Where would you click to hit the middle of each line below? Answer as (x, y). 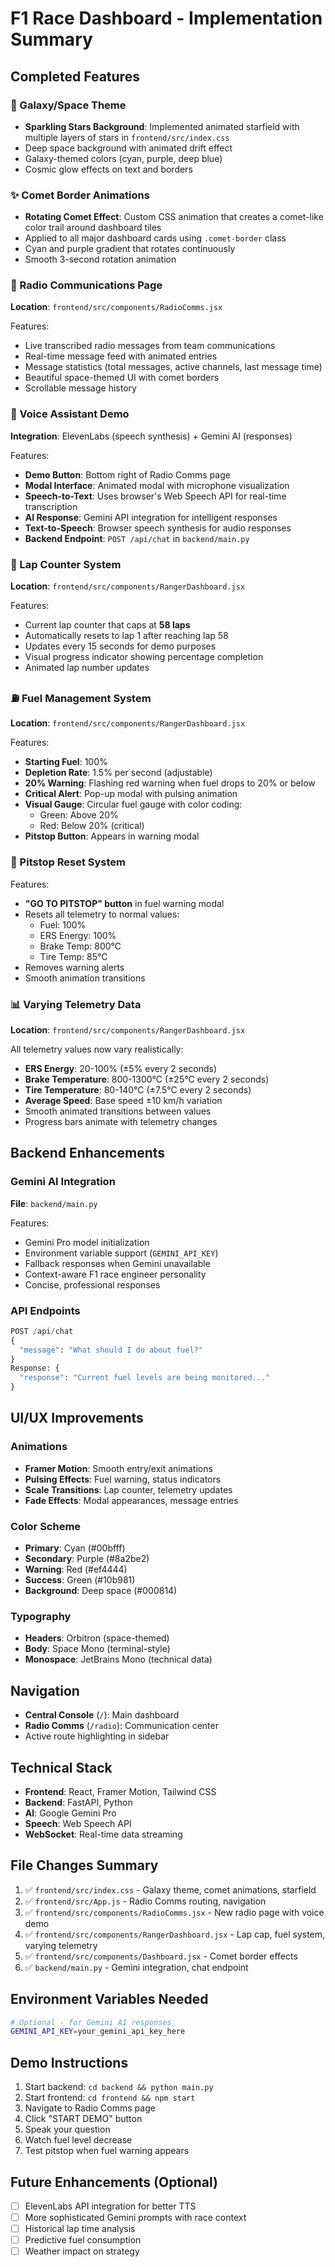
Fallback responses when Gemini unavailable (117, 1263)
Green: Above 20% (79, 815)
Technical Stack (61, 1767)
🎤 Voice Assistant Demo (70, 414)
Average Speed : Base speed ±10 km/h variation (123, 1100)
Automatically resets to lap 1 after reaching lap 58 (126, 636)
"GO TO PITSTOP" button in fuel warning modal (124, 903)
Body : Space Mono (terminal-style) (97, 1649)
